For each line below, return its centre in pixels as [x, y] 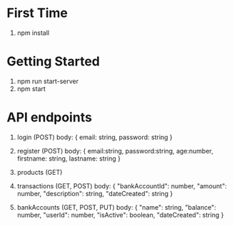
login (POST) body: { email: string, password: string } [95, 137]
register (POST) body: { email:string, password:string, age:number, [115, 151]
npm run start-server [48, 81]
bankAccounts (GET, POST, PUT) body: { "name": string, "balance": [117, 207]
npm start [31, 88]
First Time [37, 13]
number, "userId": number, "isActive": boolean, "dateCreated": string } [120, 215]
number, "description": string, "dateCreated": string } [95, 193]
